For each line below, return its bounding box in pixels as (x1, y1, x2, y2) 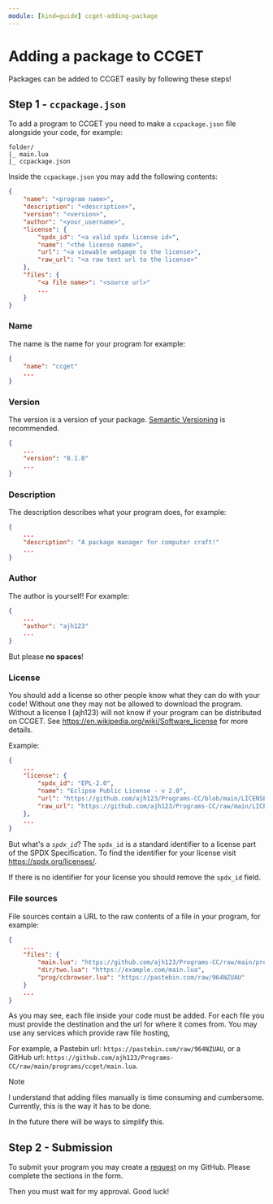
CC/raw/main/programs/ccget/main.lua (8, 1062, 136, 1071)
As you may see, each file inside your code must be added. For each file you (8, 1010, 265, 1021)
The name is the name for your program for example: (8, 338, 186, 348)
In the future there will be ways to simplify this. (8, 1117, 165, 1127)
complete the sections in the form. (8, 1171, 123, 1180)
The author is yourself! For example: (8, 591, 130, 600)
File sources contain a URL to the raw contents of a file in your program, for (8, 911, 262, 921)
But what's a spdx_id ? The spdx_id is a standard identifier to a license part (8, 840, 257, 849)
